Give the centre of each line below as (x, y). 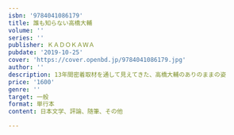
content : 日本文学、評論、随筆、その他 (65, 112)
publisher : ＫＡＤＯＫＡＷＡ (52, 45)
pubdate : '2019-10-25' (46, 52)
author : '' (26, 67)
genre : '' (25, 89)
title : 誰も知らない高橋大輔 (50, 23)
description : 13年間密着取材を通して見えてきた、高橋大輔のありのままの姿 (117, 75)
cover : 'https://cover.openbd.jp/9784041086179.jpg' (97, 60)
